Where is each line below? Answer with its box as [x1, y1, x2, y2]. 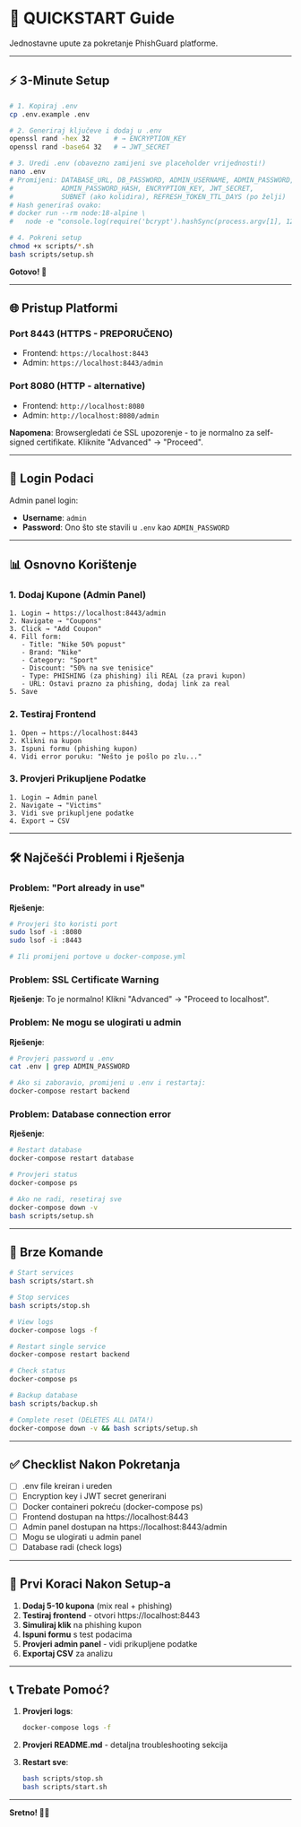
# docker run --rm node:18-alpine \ [9, 209, 146, 218]
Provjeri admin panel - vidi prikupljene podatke [21, 1638, 198, 1649]
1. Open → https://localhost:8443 [9, 728, 139, 738]
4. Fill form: [9, 632, 63, 642]
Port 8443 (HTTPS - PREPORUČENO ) [9, 327, 173, 340]
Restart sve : [21, 1757, 69, 1768]
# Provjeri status [9, 1170, 78, 1180]
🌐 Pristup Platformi [9, 300, 118, 316]
